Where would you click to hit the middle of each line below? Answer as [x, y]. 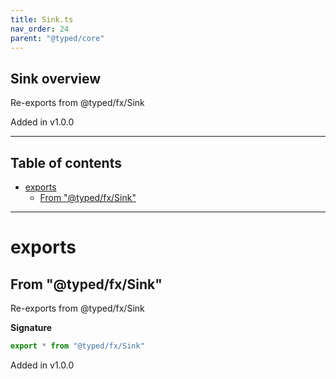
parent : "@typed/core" [57, 38]
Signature [31, 327]
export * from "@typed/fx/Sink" [77, 346]
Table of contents [66, 162]
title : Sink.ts [42, 19]
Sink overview [56, 78]
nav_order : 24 [40, 29]
